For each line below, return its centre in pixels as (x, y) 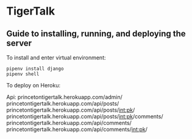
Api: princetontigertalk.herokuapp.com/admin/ (65, 97)
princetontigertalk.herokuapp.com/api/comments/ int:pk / (77, 129)
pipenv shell (23, 74)
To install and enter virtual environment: (56, 58)
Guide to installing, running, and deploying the (96, 34)
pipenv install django (35, 69)
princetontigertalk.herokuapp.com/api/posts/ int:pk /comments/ (85, 116)
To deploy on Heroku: (34, 85)
